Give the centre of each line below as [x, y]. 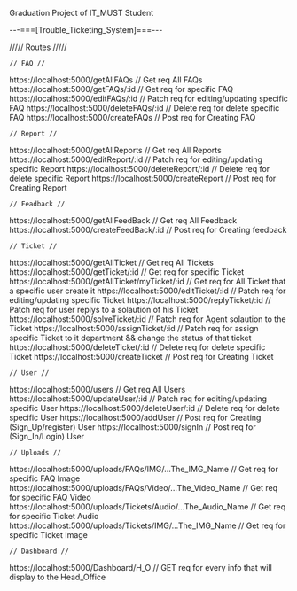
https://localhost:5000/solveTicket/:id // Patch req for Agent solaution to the [148, 319]
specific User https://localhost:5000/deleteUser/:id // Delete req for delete [145, 408]
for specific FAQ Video [50, 497]
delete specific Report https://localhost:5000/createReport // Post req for [143, 178]
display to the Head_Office [58, 577]
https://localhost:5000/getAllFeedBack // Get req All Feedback [123, 220]
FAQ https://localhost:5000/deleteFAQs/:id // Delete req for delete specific [145, 108]
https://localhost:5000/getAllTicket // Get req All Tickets [112, 262]
